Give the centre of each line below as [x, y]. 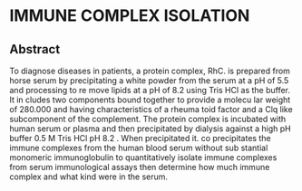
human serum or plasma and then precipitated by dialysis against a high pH [151, 129]
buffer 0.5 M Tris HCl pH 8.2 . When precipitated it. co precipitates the [140, 138]
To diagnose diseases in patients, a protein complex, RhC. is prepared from [150, 71]
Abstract [35, 49]
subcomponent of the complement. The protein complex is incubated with [148, 119]
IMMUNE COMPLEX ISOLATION [130, 16]
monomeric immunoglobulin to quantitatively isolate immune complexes [143, 158]
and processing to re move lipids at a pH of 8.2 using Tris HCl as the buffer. [150, 90]
